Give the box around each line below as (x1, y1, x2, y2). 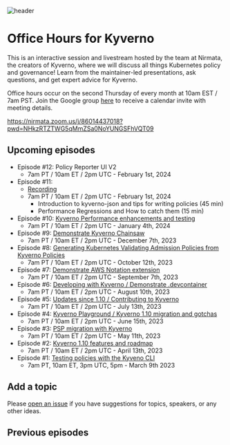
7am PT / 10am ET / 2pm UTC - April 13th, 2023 (27, 346, 163, 354)
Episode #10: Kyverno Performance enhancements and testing (17, 214, 195, 223)
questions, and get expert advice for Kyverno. (7, 75, 138, 84)
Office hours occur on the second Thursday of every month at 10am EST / (7, 88, 218, 97)
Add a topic (7, 381, 57, 393)
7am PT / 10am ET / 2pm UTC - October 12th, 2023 (27, 258, 173, 266)
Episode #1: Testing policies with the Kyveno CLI (17, 353, 155, 362)
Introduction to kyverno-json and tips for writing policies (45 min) (37, 199, 224, 207)
